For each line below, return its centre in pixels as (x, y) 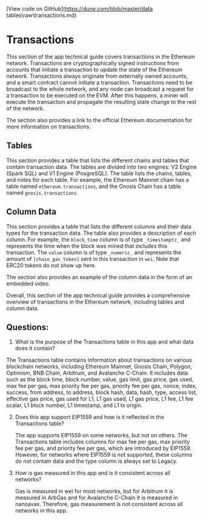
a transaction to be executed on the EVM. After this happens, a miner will (97, 95)
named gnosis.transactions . (42, 192)
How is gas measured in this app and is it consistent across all (93, 473)
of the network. (25, 108)
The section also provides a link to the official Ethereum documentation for (99, 120)
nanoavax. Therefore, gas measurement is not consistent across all (99, 504)
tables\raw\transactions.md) (42, 15)
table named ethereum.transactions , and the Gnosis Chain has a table (94, 186)
